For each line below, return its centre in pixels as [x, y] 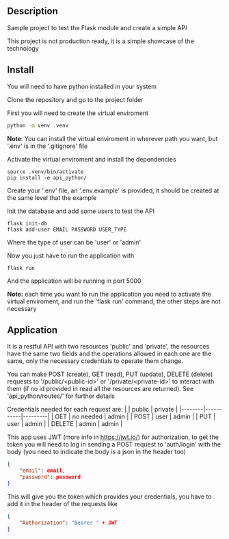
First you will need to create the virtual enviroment [78, 113]
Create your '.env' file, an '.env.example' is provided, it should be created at [113, 190]
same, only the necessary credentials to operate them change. [95, 361]
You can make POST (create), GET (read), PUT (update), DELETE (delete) [110, 374]
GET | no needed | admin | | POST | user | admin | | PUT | [135, 416]
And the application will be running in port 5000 [74, 281]
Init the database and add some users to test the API [81, 211]
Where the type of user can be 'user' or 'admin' [74, 242]
